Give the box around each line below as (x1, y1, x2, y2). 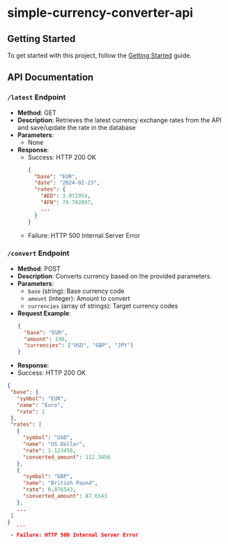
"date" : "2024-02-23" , (33, 180, 100, 187)
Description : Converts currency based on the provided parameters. (17, 271, 213, 280)
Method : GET (17, 108, 57, 117)
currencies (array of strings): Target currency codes (27, 301, 178, 310)
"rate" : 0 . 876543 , (22, 486, 77, 494)
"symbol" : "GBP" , (22, 473, 73, 480)
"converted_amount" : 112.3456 (22, 453, 111, 461)
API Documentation (7, 71, 94, 83)
